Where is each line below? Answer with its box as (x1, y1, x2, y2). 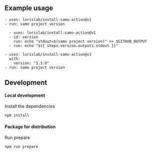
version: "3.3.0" (13, 61, 50, 66)
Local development (4, 92, 45, 98)
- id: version (9, 34, 38, 39)
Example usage (4, 4, 53, 12)
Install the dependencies (4, 103, 55, 109)
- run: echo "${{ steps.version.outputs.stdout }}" (9, 43, 119, 48)
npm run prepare (4, 144, 38, 150)
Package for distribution (4, 124, 56, 130)
